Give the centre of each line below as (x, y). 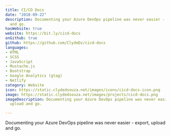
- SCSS (12, 57)
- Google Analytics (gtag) (34, 76)
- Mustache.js (20, 66)
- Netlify (16, 80)
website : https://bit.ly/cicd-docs (43, 33)
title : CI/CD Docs (25, 10)
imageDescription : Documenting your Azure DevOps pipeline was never (81, 99)
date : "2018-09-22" (26, 15)
